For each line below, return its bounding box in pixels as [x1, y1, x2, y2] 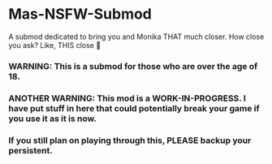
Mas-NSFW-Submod [8, 5, 153, 24]
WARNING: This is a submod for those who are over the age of [8, 60, 258, 71]
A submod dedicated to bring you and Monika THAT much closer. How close [8, 32, 265, 41]
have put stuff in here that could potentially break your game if [8, 102, 260, 114]
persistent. [8, 145, 53, 156]
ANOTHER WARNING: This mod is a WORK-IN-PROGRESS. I [8, 93, 246, 104]
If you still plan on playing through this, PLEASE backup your [8, 135, 252, 146]
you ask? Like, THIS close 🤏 [8, 40, 101, 50]
